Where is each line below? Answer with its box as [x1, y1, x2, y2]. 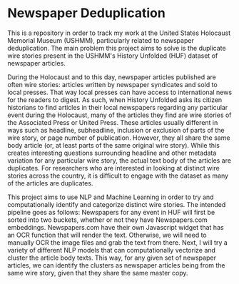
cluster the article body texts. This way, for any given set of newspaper [7, 253, 216, 262]
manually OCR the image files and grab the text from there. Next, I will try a [7, 238, 228, 247]
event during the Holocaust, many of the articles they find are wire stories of [7, 111, 232, 119]
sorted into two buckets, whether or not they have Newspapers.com [7, 215, 208, 224]
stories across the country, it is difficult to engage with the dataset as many [7, 171, 229, 180]
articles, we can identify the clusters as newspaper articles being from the [7, 260, 225, 269]
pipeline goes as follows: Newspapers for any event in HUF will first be [7, 208, 215, 216]
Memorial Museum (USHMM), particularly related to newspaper [7, 36, 194, 44]
